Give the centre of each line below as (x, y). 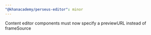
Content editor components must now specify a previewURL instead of (76, 23)
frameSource (18, 28)
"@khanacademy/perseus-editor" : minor (44, 9)
